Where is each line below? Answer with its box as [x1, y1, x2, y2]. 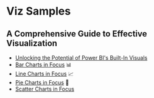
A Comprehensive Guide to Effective [6, 29, 147, 39]
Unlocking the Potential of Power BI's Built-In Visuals [15, 54, 148, 61]
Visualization [6, 38, 58, 48]
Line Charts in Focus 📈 [15, 70, 74, 77]
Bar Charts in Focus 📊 [15, 61, 72, 68]
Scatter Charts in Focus [15, 85, 75, 93]
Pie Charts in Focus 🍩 [15, 79, 69, 86]
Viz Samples [6, 4, 71, 18]
